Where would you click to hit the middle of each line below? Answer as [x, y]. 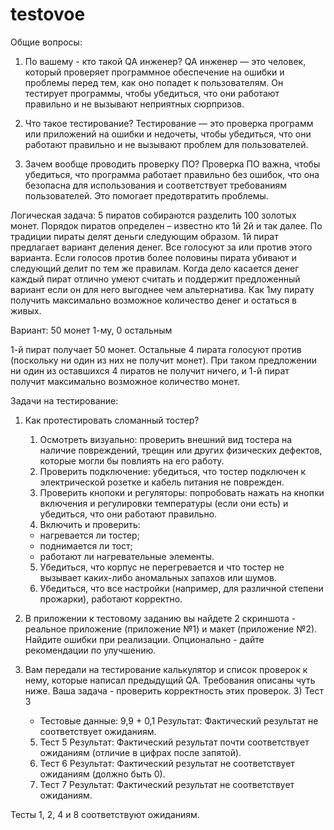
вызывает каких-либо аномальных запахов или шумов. [158, 577]
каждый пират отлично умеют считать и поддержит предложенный [155, 279]
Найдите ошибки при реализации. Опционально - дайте [144, 639]
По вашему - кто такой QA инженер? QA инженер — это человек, [165, 61]
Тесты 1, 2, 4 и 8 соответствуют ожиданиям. [105, 814]
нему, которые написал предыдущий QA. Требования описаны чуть [170, 680]
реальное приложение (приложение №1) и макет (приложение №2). [171, 629]
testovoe [48, 14]
